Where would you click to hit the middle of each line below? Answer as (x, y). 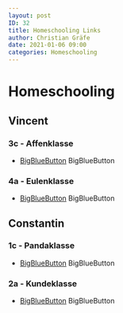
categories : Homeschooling (53, 52)
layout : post (30, 15)
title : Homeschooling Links (55, 30)
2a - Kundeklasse (43, 284)
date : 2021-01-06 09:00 (48, 45)
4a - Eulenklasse (41, 181)
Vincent (29, 121)
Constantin (37, 223)
